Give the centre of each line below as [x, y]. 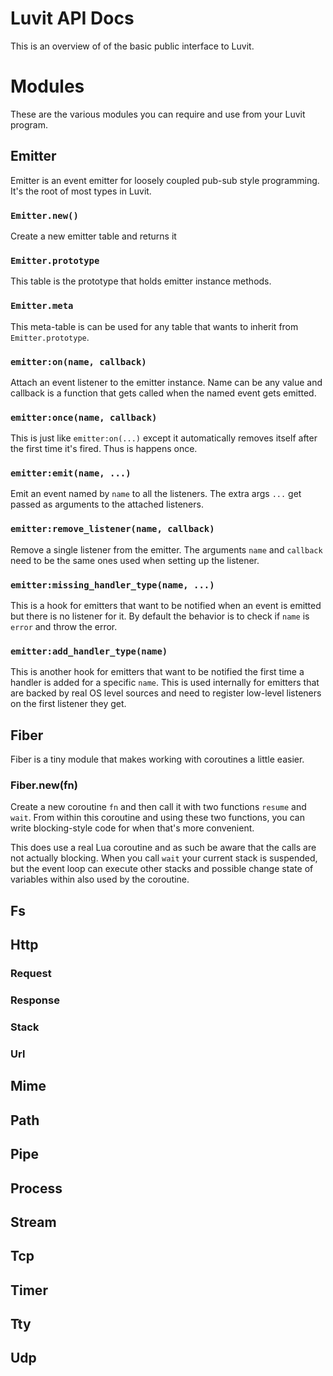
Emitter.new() [44, 215]
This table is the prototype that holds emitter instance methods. [141, 281]
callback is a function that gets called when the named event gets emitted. [163, 393]
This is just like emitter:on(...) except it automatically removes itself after [164, 438]
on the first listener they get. [68, 704]
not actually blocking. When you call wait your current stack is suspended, [164, 858]
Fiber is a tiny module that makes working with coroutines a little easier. [157, 759]
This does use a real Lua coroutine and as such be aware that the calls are [163, 848]
